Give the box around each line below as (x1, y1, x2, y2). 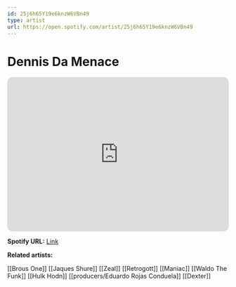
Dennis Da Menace (7, 53, 119, 69)
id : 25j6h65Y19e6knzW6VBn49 (7, 10, 90, 18)
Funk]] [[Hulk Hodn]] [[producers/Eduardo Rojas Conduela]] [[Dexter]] (7, 272, 211, 281)
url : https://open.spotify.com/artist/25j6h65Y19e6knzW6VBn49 (7, 23, 193, 30)
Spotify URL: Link (7, 237, 59, 246)
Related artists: (7, 251, 53, 260)
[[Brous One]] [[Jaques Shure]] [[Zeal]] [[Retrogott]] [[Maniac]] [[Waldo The (7, 265, 228, 273)
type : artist (7, 17, 46, 24)
